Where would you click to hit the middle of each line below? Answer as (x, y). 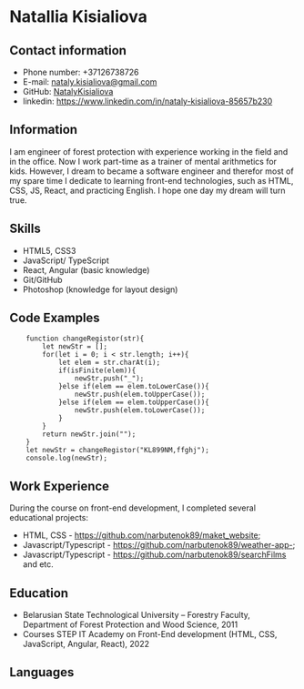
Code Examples (55, 318)
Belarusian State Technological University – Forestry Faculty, (136, 615)
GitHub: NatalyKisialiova (68, 91)
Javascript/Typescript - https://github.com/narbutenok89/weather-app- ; (159, 545)
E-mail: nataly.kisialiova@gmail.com (90, 82)
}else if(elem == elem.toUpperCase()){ (133, 402)
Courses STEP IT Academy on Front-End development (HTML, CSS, (150, 634)
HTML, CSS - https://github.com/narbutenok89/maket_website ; (142, 535)
